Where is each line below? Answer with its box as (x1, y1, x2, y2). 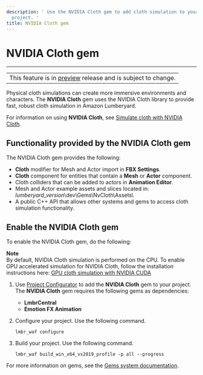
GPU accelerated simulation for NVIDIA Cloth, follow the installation (6, 262, 174, 270)
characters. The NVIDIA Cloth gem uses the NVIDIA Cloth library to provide (6, 96, 195, 103)
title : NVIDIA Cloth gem (6, 20, 69, 26)
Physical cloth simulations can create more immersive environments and (6, 89, 187, 97)
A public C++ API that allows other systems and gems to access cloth (14, 198, 188, 205)
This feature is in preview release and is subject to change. (9, 74, 176, 82)
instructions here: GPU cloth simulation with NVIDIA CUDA (6, 269, 152, 276)
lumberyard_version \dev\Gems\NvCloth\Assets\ (14, 191, 134, 199)
